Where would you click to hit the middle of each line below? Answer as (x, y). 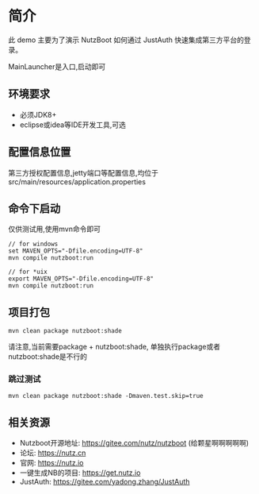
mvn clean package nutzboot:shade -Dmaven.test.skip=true (106, 396)
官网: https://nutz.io (51, 463)
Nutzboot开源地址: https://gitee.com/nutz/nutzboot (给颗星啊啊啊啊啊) (134, 443)
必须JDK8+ (38, 114)
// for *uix (28, 272)
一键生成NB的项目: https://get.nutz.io (80, 473)
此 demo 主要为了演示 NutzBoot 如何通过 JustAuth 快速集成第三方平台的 (126, 40)
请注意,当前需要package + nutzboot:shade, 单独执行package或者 (114, 347)
